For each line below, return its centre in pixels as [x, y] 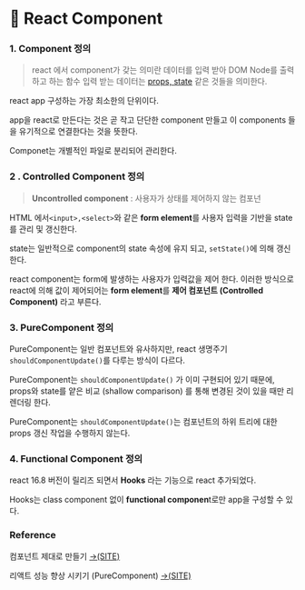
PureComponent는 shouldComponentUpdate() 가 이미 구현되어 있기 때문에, [142, 380]
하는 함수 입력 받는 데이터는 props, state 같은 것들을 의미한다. [158, 82]
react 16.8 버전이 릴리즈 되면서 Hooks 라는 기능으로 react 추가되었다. [133, 480]
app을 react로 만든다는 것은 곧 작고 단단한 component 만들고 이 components [148, 120]
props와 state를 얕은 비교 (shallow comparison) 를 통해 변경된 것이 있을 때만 [147, 391]
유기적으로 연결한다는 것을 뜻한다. [78, 132]
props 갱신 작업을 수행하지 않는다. [70, 433]
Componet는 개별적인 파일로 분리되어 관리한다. [93, 151]
